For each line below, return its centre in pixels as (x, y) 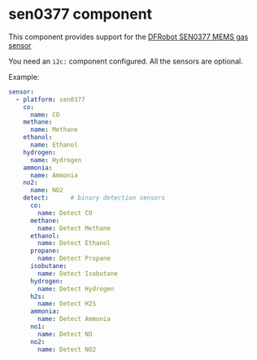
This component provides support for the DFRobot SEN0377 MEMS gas (128, 37)
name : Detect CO (65, 213)
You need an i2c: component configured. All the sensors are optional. (126, 61)
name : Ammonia (54, 175)
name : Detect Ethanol (74, 244)
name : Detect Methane (74, 228)
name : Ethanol (54, 145)
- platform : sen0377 (50, 99)
